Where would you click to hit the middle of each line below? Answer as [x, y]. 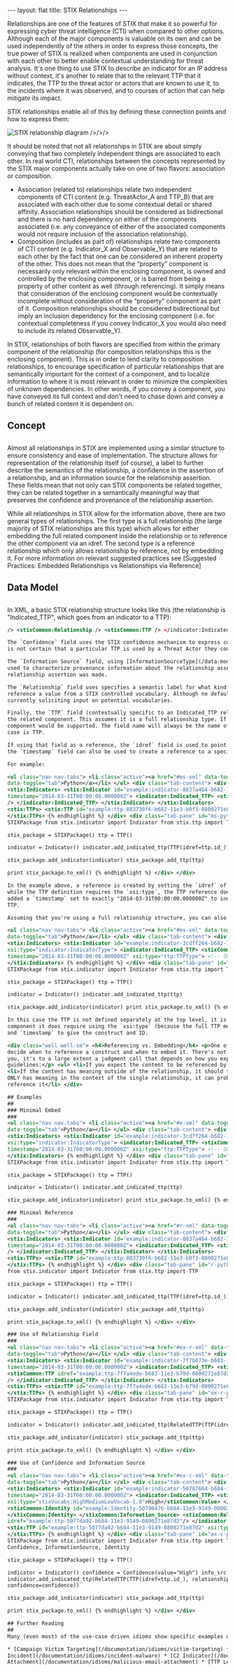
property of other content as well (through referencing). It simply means [121, 286]
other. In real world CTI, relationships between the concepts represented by [116, 161]
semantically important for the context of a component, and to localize [108, 374]
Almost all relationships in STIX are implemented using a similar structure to [116, 448]
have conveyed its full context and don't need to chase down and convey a [115, 396]
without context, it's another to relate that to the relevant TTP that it [104, 76]
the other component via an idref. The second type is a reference [101, 543]
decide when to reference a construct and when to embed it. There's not [117, 1052]
